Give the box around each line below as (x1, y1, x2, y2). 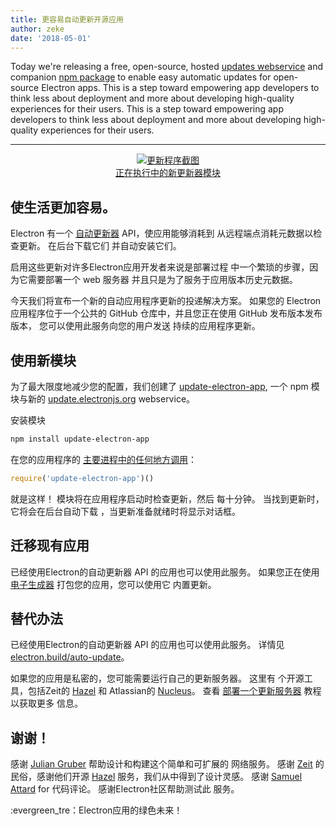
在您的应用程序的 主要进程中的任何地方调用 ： (10, 453, 197, 465)
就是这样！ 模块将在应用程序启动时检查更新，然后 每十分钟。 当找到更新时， (10, 492, 325, 505)
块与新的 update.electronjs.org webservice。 (10, 393, 196, 405)
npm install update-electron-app (10, 434, 150, 444)
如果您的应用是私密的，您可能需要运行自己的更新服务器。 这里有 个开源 (10, 672, 305, 685)
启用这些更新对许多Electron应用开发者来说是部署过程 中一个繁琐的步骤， (10, 261, 310, 273)
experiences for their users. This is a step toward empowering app (10, 103, 285, 115)
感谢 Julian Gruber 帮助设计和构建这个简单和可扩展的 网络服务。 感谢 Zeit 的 (10, 758, 325, 770)
